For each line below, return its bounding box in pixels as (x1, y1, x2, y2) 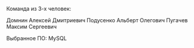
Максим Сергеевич (6, 23, 57, 30)
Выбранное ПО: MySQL (6, 35, 67, 41)
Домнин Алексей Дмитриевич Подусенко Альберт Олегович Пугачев (6, 17, 188, 23)
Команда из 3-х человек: (6, 5, 72, 12)
